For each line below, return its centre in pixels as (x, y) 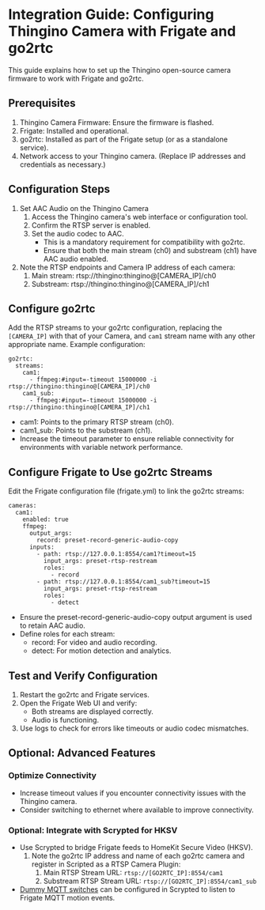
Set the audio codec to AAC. (78, 233)
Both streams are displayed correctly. (93, 712)
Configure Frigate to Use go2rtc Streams (110, 472)
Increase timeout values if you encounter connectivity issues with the (133, 793)
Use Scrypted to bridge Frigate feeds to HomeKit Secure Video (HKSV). (136, 847)
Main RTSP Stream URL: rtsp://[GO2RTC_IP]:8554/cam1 (133, 872)
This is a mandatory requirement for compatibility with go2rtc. (144, 242)
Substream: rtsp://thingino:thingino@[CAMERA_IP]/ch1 (120, 284)
